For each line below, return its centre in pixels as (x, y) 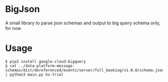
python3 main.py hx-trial (37, 75)
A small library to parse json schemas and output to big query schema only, (83, 23)
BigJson (22, 9)
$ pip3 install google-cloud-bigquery (45, 61)
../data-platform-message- (46, 66)
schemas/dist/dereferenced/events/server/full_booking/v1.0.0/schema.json (85, 70)
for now (13, 28)
